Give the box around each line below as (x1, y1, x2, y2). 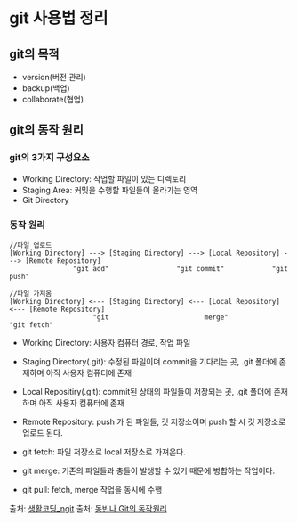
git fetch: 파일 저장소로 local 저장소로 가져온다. (21, 446, 187, 457)
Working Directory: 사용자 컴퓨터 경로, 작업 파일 (21, 337, 191, 347)
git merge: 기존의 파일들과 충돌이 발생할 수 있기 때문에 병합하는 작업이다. (21, 465, 276, 476)
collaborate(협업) (21, 94, 84, 104)
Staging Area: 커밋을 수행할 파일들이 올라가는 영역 (21, 184, 198, 195)
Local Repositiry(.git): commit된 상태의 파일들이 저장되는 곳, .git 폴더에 (21, 386, 272, 396)
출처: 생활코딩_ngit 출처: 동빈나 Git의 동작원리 (9, 503, 167, 513)
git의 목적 (9, 46, 60, 61)
